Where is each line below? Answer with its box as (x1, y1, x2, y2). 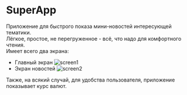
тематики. (6, 29, 32, 36)
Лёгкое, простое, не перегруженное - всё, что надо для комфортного (6, 35, 182, 42)
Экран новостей (14, 65, 56, 72)
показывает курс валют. (6, 82, 67, 89)
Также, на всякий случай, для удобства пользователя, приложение (6, 76, 175, 83)
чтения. (6, 41, 25, 48)
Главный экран (14, 59, 53, 66)
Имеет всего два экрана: (6, 47, 69, 54)
